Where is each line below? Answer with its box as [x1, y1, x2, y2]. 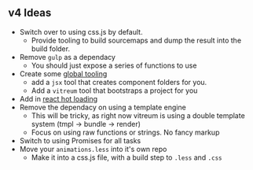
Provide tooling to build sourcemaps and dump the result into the [31, 35, 242, 45]
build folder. [31, 43, 71, 54]
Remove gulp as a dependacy [19, 52, 116, 61]
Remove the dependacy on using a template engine [19, 102, 186, 112]
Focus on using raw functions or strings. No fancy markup [31, 128, 220, 137]
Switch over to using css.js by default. [19, 27, 143, 36]
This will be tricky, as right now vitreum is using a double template [31, 110, 245, 120]
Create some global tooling [19, 68, 108, 78]
